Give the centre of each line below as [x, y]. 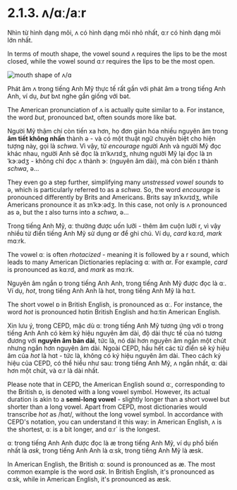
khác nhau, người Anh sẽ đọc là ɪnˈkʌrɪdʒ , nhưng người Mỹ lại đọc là [106, 153]
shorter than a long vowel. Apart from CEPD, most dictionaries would [107, 407]
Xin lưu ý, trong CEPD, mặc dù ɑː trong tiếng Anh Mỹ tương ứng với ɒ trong [116, 325]
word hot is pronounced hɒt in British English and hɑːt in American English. [114, 311]
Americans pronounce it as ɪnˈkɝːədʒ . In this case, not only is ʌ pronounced [117, 204]
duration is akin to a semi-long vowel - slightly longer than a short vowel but [119, 399]
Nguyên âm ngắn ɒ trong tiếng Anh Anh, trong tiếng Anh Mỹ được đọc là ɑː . [117, 283]
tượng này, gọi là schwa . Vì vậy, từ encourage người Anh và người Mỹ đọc [114, 145]
